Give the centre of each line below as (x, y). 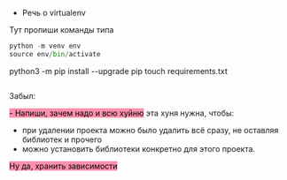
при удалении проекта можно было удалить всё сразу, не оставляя (150, 130)
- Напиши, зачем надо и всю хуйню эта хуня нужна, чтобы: (122, 113)
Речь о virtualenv (54, 13)
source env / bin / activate (55, 54)
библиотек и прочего (62, 139)
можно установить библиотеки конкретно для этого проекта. (138, 148)
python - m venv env (45, 46)
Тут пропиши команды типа (62, 30)
